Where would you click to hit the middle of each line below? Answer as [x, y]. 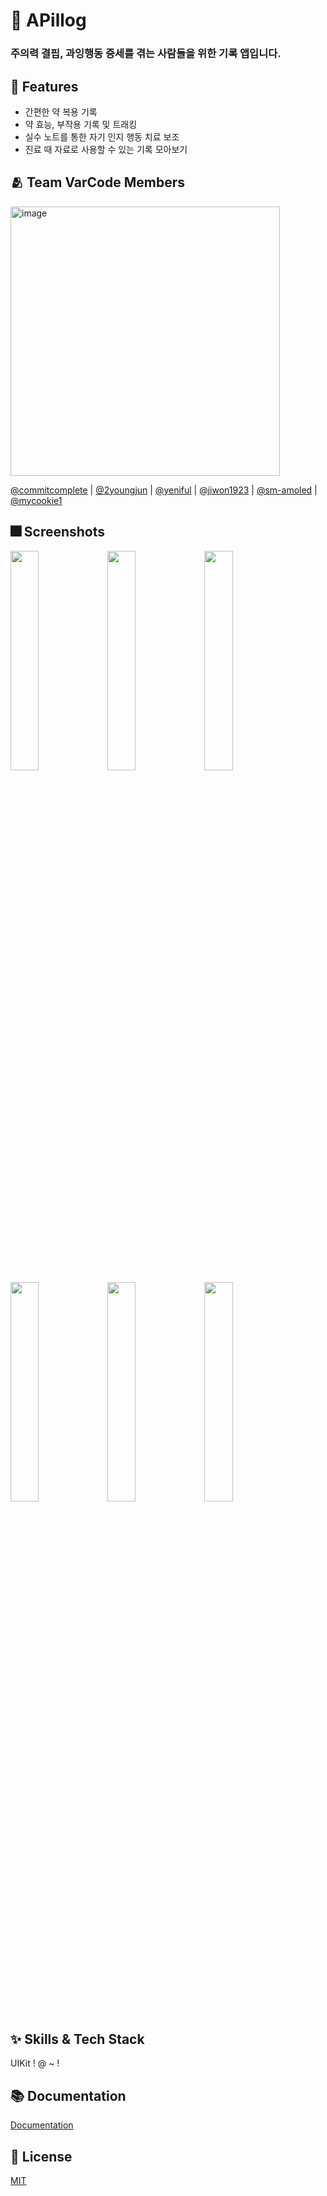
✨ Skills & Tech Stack [77, 2039]
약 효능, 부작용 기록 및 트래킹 [81, 124]
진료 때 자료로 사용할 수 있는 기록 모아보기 [106, 149]
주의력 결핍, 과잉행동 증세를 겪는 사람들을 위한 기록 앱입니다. [146, 54]
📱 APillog [48, 20]
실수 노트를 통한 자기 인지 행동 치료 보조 [102, 136]
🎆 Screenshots [58, 532]
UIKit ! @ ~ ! [35, 2063]
